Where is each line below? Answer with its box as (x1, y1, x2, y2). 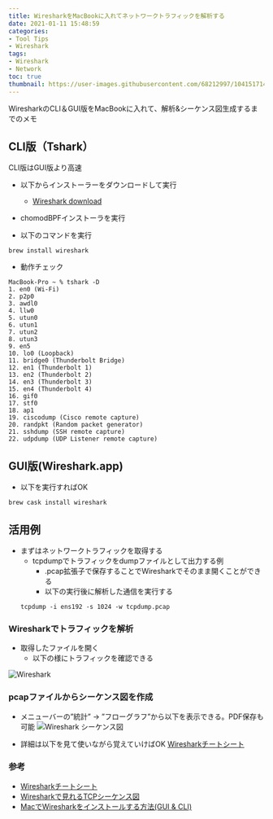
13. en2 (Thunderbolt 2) (8, 371, 93, 379)
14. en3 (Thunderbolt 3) (8, 378, 93, 387)
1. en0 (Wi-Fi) (8, 286, 60, 294)
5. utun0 (8, 314, 38, 322)
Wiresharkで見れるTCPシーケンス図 (19, 791, 140, 801)
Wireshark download (32, 196, 102, 206)
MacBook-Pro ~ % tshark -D (8, 278, 100, 287)
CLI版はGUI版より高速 (8, 163, 83, 173)
